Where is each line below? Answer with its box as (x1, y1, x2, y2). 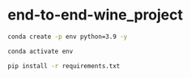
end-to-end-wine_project (7, 6, 184, 24)
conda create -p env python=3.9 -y (7, 32, 128, 41)
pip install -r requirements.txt (7, 62, 121, 70)
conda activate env (7, 47, 74, 55)
